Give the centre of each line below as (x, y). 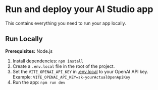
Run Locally (24, 39)
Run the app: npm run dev (39, 82)
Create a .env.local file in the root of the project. (64, 66)
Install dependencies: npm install (48, 61)
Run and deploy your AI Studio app (79, 9)
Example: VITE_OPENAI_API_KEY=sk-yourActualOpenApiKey (71, 77)
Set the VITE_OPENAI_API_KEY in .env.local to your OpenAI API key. (80, 71)
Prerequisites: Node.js (29, 51)
